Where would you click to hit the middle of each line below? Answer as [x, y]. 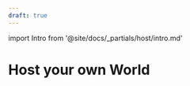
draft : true [28, 15]
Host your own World [79, 70]
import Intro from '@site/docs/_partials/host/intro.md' [95, 38]
